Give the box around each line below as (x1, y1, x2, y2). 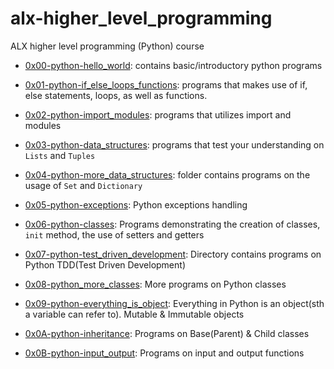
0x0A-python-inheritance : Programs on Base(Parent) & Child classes (24, 327, 310, 339)
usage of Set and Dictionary (24, 179, 143, 191)
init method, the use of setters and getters (24, 228, 205, 241)
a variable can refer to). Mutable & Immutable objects (24, 308, 245, 320)
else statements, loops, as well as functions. (24, 89, 208, 101)
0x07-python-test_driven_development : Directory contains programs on (24, 248, 322, 260)
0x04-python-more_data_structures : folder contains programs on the (24, 168, 311, 181)
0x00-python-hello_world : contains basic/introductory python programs (24, 59, 323, 71)
